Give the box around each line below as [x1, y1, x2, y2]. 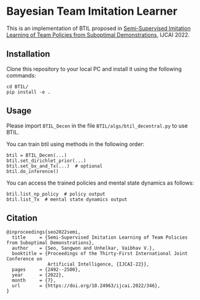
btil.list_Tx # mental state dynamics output [6, 196, 128, 202]
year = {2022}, [12, 272, 64, 279]
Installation [6, 49, 50, 60]
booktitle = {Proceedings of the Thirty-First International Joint [12, 250, 188, 257]
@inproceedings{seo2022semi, [6, 229, 81, 236]
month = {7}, [12, 277, 56, 283]
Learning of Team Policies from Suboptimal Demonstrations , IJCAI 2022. [6, 31, 190, 38]
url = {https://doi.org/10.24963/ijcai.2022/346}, [12, 283, 161, 289]
